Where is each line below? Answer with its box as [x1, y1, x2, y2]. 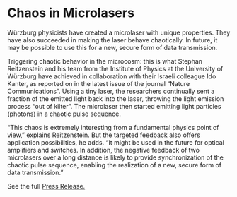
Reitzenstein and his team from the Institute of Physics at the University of [7, 64, 224, 73]
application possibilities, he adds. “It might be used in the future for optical [7, 138, 224, 146]
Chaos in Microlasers [7, 5, 134, 21]
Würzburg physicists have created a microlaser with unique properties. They [7, 28, 231, 37]
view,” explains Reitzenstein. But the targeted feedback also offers [7, 131, 200, 139]
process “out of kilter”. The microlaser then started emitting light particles [7, 102, 221, 110]
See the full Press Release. [7, 181, 86, 190]
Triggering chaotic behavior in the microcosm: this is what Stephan [7, 56, 203, 65]
